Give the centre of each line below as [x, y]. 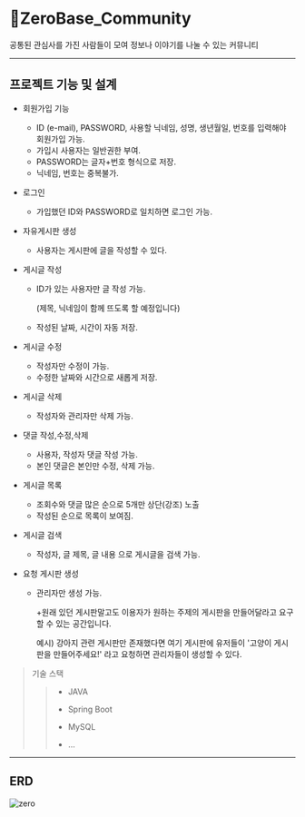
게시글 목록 [42, 485]
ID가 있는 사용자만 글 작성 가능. [91, 289]
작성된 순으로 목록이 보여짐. [84, 516]
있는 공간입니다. [84, 623]
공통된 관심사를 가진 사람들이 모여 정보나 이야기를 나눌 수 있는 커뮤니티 [134, 44]
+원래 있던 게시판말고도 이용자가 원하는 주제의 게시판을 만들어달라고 [156, 612]
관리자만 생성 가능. [69, 593]
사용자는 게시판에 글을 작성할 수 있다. [102, 250]
